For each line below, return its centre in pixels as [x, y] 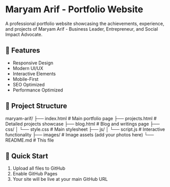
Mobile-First [26, 79]
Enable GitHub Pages [35, 174]
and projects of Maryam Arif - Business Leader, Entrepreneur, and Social [82, 29]
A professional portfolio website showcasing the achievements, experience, [85, 24]
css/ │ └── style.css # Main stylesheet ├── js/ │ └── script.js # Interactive [85, 129]
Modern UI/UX [28, 68]
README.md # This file [30, 140]
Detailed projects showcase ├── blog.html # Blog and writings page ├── [82, 124]
